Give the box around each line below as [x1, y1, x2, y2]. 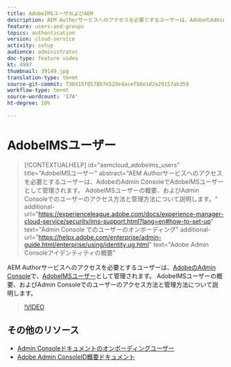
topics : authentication [7, 29, 76, 36]
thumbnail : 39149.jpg [7, 67, 69, 74]
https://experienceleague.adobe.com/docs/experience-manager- [38, 209, 224, 218]
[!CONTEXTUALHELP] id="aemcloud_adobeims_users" [23, 160, 180, 169]
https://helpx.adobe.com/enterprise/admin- [38, 233, 162, 241]
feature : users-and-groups [7, 23, 85, 30]
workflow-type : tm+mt [7, 87, 69, 94]
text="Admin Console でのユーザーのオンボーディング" [23, 225, 179, 233]
